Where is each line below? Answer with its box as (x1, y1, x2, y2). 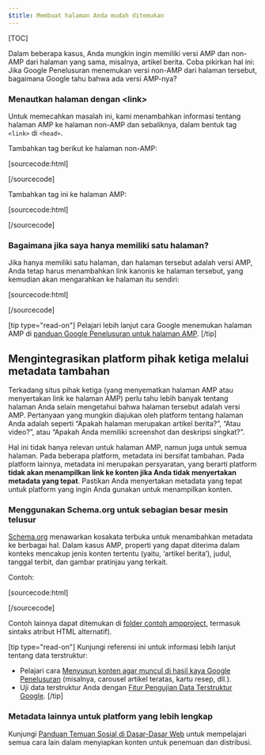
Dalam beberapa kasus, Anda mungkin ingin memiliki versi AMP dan (8, 48, 230, 58)
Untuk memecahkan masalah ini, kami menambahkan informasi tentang (8, 111, 241, 121)
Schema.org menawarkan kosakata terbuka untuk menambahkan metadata (8, 532, 253, 542)
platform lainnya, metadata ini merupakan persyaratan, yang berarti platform (8, 459, 257, 469)
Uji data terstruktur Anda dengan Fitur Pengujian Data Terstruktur (19, 683, 233, 693)
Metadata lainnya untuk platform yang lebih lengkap (8, 711, 214, 722)
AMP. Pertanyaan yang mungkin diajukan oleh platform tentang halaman (8, 410, 244, 420)
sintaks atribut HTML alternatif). (8, 627, 112, 636)
